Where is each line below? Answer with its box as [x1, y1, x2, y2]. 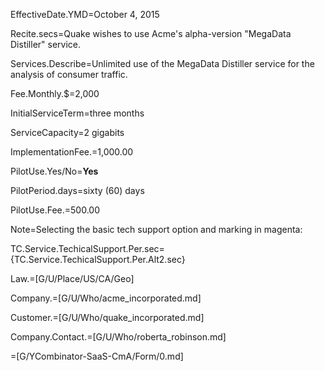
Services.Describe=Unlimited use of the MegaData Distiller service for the [10, 58, 315, 69]
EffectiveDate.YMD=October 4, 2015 [10, 9, 160, 20]
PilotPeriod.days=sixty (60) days [10, 185, 145, 196]
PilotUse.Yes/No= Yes [10, 165, 99, 177]
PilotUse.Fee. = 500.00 [10, 204, 101, 216]
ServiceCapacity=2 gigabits [10, 127, 125, 138]
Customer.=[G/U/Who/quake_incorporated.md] [10, 312, 205, 323]
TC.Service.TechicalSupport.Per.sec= [10, 243, 165, 254]
